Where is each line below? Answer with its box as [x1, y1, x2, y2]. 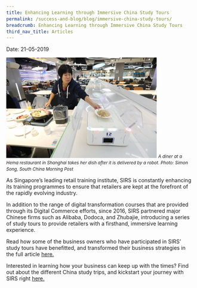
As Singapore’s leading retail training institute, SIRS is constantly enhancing [6, 176, 192, 183]
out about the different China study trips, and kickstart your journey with [6, 268, 184, 275]
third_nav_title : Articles [6, 29, 73, 35]
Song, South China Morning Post [6, 166, 73, 172]
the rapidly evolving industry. [6, 189, 78, 197]
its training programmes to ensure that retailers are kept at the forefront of [6, 183, 189, 190]
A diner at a [158, 153, 183, 160]
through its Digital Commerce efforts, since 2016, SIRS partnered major [6, 207, 181, 215]
